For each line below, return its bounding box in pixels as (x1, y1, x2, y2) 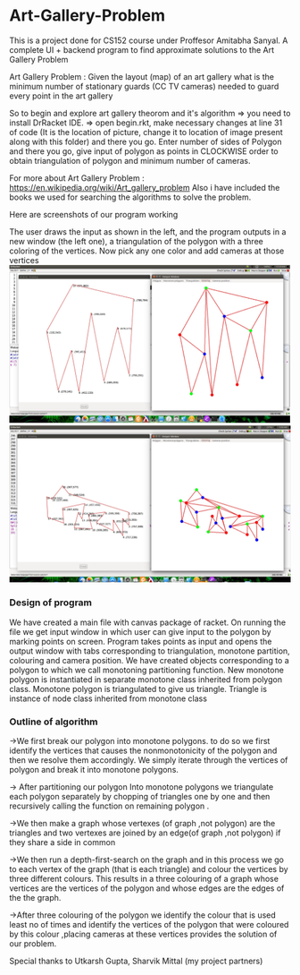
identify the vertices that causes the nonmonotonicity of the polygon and (9, 745, 278, 757)
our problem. (9, 938, 57, 949)
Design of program (9, 596, 92, 609)
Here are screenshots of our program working (9, 209, 179, 219)
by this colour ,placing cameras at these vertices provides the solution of (9, 928, 278, 940)
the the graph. (9, 893, 62, 903)
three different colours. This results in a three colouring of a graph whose (9, 874, 279, 885)
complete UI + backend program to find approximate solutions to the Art (9, 44, 275, 55)
